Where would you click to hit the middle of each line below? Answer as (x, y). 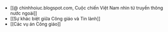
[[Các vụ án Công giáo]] (35, 24)
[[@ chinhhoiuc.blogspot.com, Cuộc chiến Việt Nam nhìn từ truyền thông (87, 8)
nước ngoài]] (23, 13)
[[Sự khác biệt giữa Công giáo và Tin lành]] (55, 19)
